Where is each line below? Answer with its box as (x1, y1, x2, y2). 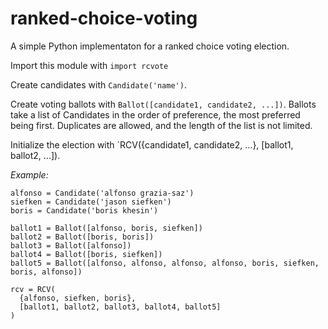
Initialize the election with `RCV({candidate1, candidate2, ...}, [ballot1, (10, 138, 294, 151)
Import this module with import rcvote (10, 59, 169, 71)
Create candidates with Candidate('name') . (10, 78, 187, 91)
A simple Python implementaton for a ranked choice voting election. (10, 40, 290, 52)
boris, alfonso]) (10, 267, 83, 277)
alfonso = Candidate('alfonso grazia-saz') (10, 188, 195, 198)
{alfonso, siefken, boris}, (19, 293, 137, 303)
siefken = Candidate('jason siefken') (10, 197, 172, 207)
